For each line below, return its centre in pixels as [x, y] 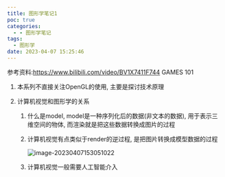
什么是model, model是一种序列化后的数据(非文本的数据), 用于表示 [120, 116]
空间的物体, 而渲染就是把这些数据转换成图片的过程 [104, 124]
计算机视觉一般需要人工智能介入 [72, 167]
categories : [24, 26]
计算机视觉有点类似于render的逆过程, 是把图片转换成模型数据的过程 [122, 139]
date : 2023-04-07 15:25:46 [46, 52]
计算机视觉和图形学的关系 [53, 101]
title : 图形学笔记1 [32, 13]
